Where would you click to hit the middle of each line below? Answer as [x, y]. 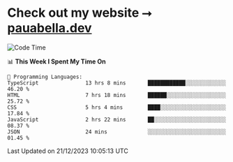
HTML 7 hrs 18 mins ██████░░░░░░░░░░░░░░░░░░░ [117, 95]
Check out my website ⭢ [80, 13]
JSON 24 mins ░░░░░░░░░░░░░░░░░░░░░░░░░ [117, 132]
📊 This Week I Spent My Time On [57, 61]
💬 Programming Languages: [45, 77]
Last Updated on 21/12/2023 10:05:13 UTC [68, 151]
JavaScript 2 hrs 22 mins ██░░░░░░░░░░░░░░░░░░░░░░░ [117, 119]
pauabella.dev [50, 28]
